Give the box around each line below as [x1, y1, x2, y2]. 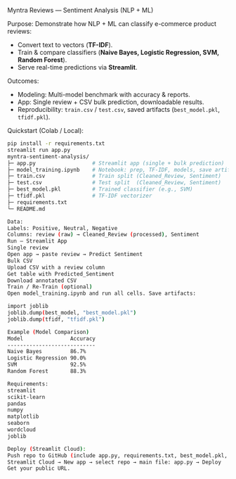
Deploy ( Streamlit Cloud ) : [7, 445, 86, 452]
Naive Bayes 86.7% [7, 348, 86, 355]
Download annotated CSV [7, 277, 77, 284]
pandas [7, 400, 27, 407]
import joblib [7, 302, 49, 310]
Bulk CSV [7, 257, 33, 264]
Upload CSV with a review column [7, 264, 105, 271]
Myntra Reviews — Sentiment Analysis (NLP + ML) [7, 6, 154, 14]
